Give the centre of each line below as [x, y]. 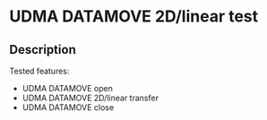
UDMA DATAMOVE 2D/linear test [134, 17]
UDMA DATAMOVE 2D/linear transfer [90, 98]
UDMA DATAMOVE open [68, 88]
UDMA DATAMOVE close [68, 107]
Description [43, 50]
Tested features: [39, 71]
